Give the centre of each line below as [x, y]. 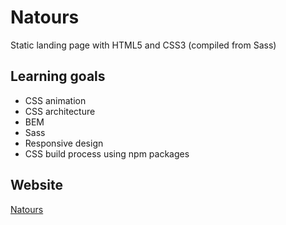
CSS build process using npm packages [107, 153]
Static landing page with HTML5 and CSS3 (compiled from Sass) [143, 45]
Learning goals [58, 76]
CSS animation [55, 100]
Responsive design [64, 143]
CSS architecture [60, 111]
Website [36, 185]
